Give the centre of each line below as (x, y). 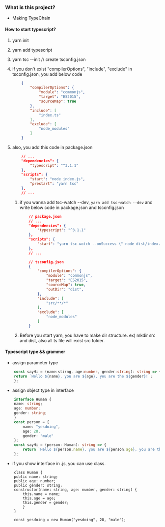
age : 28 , (32, 431)
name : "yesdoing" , (41, 427)
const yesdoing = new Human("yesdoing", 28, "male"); (70, 520)
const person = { (32, 422)
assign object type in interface (43, 390)
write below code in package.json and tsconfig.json (72, 207)
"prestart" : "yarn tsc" (54, 184)
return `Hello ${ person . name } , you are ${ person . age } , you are (89, 450)
